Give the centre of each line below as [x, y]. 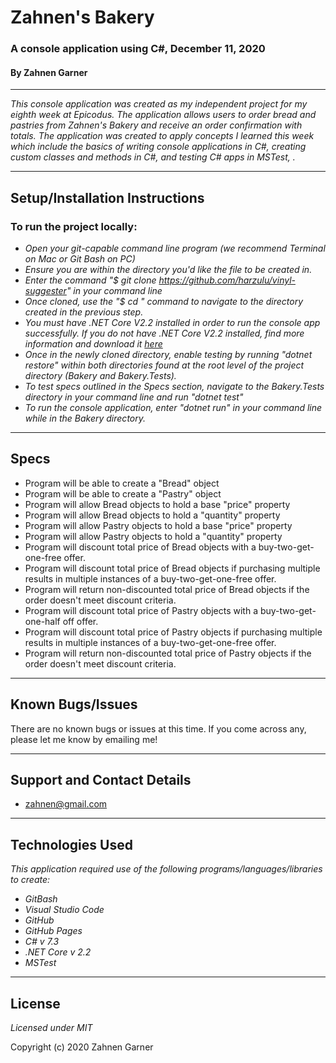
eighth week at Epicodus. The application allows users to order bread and [163, 115]
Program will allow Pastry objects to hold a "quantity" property [153, 536]
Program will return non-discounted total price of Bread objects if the [167, 589]
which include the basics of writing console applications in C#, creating [158, 147]
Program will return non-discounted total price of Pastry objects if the [168, 653]
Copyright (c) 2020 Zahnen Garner [82, 1047]
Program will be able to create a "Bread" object [122, 483]
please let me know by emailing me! [84, 739]
